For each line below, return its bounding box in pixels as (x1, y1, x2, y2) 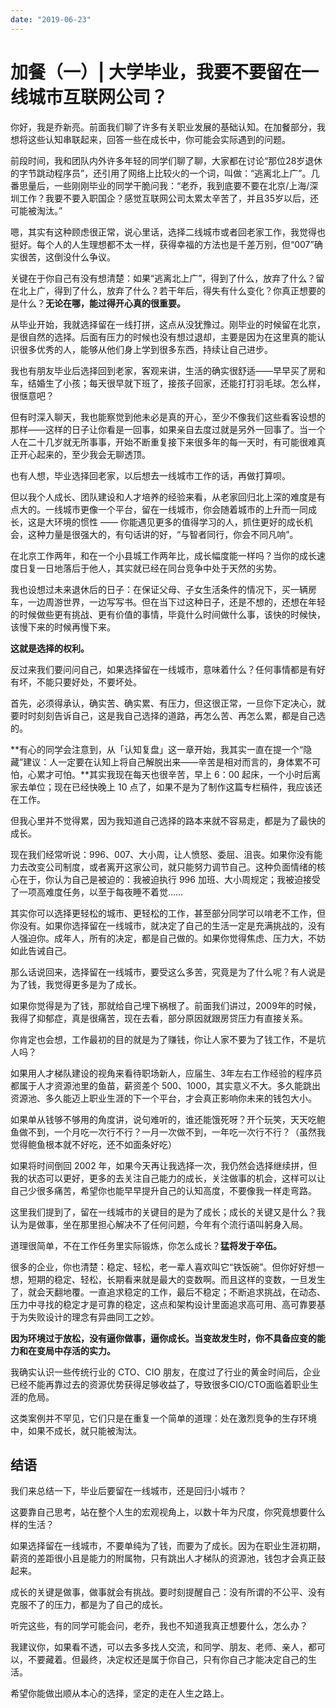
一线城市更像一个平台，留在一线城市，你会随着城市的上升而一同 (44, 503, 308, 515)
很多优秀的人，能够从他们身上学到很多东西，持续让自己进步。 (18, 343, 273, 355)
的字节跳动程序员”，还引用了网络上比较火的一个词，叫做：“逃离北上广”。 (10, 167, 312, 179)
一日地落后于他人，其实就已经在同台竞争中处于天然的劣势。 (36, 562, 282, 574)
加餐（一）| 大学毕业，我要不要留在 (10, 61, 302, 83)
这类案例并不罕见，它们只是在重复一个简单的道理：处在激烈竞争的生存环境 (10, 1412, 317, 1424)
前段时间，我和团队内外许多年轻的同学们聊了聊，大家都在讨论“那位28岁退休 (10, 154, 323, 166)
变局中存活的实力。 (36, 1344, 116, 1356)
